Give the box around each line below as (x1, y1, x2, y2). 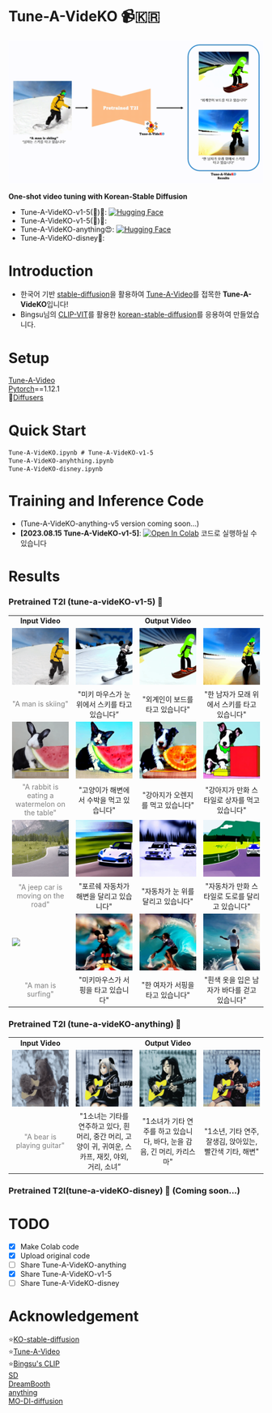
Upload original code (19, 1250, 91, 1261)
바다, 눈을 (153, 1137, 185, 1146)
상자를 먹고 (225, 796, 261, 805)
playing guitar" (15, 1141, 66, 1150)
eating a (27, 791, 54, 800)
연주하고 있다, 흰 (78, 1121, 130, 1131)
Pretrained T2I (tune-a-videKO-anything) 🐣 (8, 1018, 182, 1030)
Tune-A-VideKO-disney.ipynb (8, 465, 104, 473)
